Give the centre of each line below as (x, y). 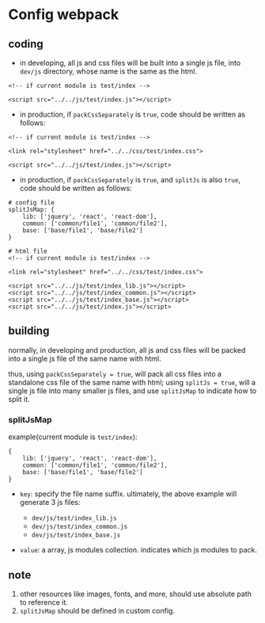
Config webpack (64, 15)
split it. (19, 399)
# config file (32, 203)
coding (26, 44)
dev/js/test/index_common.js (79, 527)
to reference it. (44, 602)
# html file (28, 251)
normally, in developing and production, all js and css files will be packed (127, 350)
